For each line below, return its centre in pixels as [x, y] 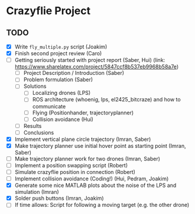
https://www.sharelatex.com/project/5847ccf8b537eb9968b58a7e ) [97, 67]
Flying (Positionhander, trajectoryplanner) [83, 113]
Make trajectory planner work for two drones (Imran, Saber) [87, 159]
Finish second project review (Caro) [58, 54]
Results [32, 126]
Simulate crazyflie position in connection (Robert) [75, 172]
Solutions [35, 86]
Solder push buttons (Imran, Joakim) [59, 198]
